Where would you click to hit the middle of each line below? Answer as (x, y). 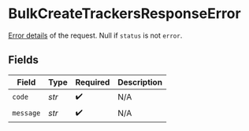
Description (140, 82)
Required (93, 82)
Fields (24, 60)
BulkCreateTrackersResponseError (125, 14)
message (26, 113)
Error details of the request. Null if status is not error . (95, 35)
